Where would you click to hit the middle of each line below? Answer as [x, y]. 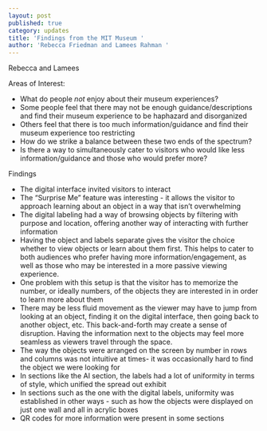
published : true [35, 23]
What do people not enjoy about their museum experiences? [119, 99]
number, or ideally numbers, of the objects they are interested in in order [139, 291]
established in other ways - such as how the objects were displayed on [136, 401]
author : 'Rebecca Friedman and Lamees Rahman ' [89, 45]
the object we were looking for [70, 367]
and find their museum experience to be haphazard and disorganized [133, 116]
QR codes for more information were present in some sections [122, 418]
